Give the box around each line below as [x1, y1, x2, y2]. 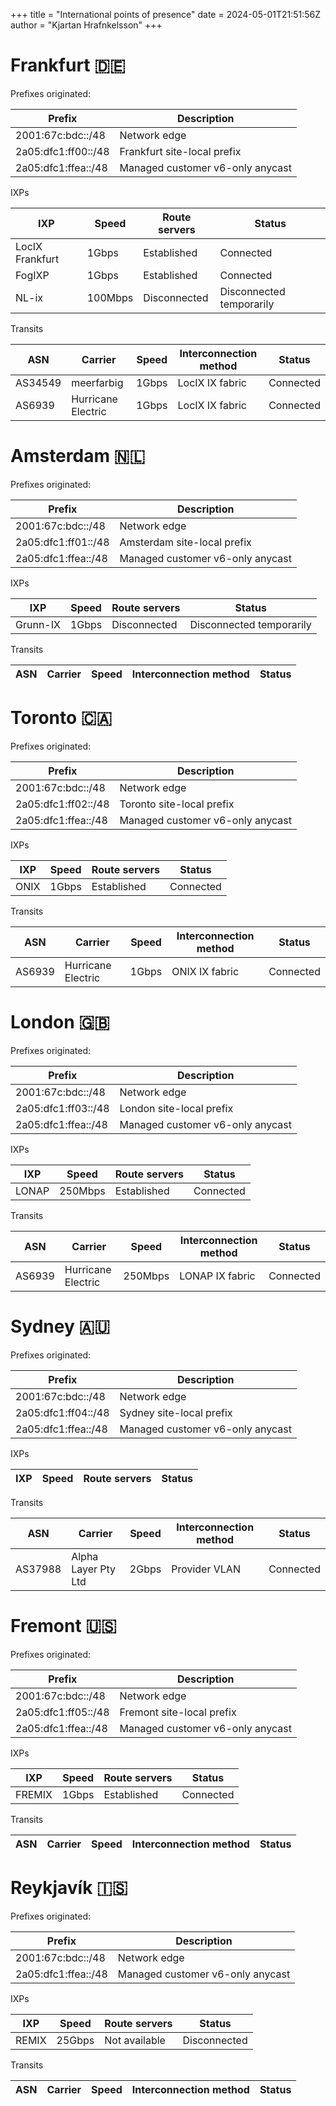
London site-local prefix [119, 1101, 234, 1115]
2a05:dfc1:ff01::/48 [15, 535, 110, 549]
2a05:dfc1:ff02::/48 [15, 797, 110, 811]
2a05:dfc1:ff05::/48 [15, 1705, 110, 1719]
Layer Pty [71, 1562, 117, 1576]
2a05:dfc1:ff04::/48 [15, 1405, 110, 1419]
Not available [104, 2033, 166, 2047]
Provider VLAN [171, 1562, 241, 1576]
